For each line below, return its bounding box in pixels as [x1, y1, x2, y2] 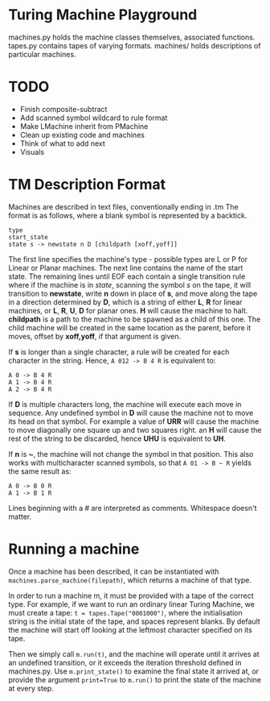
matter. [8, 512, 32, 521]
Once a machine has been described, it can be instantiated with [8, 566, 219, 576]
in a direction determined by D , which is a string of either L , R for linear [8, 297, 243, 307]
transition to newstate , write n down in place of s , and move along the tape [8, 288, 258, 298]
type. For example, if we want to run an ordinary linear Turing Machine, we [8, 599, 256, 609]
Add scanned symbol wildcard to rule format [19, 113, 168, 122]
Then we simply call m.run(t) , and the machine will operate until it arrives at [8, 649, 260, 658]
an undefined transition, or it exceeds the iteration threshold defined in [8, 657, 242, 667]
